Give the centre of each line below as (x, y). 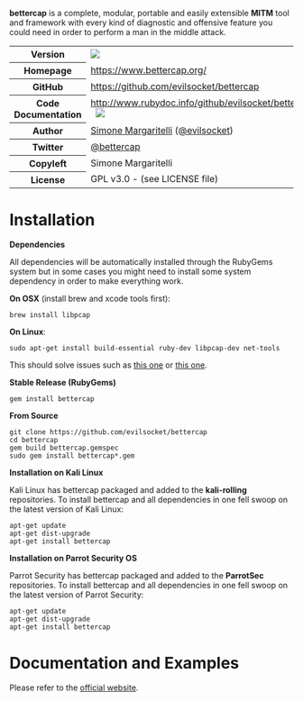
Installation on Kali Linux (56, 473)
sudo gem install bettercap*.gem (72, 456)
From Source (34, 416)
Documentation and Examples (124, 663)
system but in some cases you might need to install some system (130, 272)
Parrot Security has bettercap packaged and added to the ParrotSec (137, 576)
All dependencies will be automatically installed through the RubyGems (141, 262)
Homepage (48, 71)
